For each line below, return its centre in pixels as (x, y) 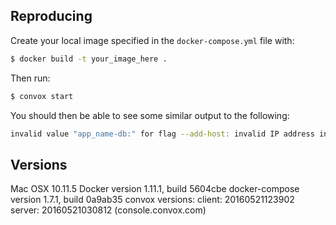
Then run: (30, 78)
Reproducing (51, 16)
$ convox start (42, 96)
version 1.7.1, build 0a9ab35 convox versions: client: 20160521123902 (152, 200)
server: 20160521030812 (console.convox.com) (108, 210)
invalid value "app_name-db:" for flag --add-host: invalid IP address (162, 134)
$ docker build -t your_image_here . (89, 59)
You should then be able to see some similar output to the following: (150, 115)
